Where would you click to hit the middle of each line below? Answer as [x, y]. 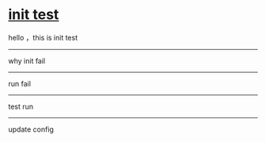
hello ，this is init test [43, 37]
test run [21, 106]
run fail [20, 83]
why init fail [27, 60]
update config [31, 129]
